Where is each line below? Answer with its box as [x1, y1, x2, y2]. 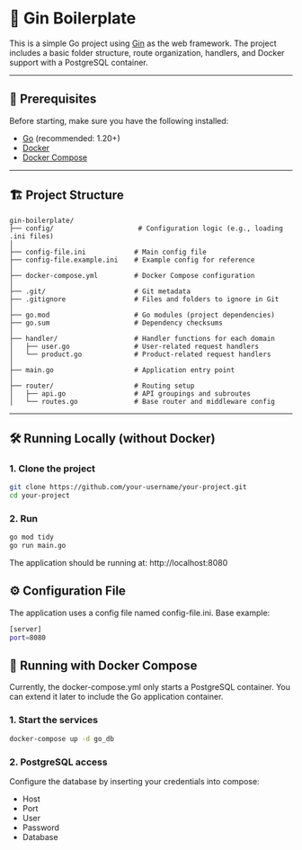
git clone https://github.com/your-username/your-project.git [9, 483, 247, 492]
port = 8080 [9, 633, 47, 642]
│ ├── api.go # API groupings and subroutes [9, 389, 252, 398]
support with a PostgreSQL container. [9, 57, 148, 67]
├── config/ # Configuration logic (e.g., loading [9, 224, 283, 233]
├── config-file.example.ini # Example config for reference [9, 255, 255, 264]
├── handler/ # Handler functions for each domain [9, 334, 276, 343]
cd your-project [9, 491, 70, 500]
